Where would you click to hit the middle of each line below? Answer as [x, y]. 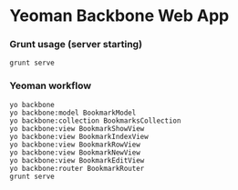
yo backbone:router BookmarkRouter [77, 168]
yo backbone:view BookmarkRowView [75, 145]
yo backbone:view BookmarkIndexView [79, 136]
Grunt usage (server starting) [76, 45]
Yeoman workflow [51, 85]
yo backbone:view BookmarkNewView [75, 152]
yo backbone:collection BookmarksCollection [95, 120]
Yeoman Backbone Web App [119, 16]
